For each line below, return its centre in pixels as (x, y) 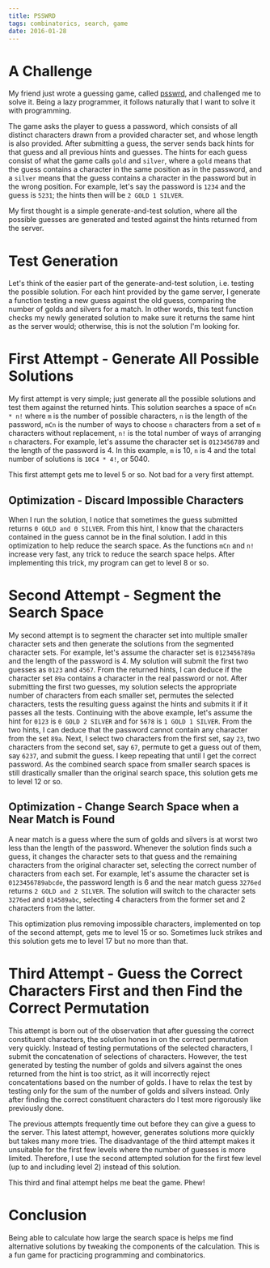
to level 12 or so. (36, 781)
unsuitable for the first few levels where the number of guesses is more (127, 1149)
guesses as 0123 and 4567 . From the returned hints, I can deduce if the (125, 669)
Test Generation (63, 261)
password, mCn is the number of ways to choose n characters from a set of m (135, 425)
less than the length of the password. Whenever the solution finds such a (130, 847)
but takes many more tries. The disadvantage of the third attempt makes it (132, 1141)
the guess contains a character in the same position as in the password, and (135, 169)
